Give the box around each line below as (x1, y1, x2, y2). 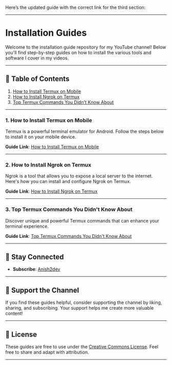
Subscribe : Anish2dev (12, 266, 60, 272)
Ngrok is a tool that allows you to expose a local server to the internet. (5, 173, 153, 179)
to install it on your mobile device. (5, 134, 77, 140)
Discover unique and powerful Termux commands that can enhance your (5, 217, 160, 224)
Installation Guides (5, 27, 87, 39)
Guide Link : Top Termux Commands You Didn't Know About (5, 233, 132, 239)
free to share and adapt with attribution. (5, 349, 89, 355)
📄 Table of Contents (5, 74, 70, 84)
